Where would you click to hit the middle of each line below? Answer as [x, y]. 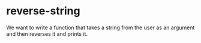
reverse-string [43, 11]
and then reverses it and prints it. [47, 33]
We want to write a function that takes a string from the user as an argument [100, 27]
